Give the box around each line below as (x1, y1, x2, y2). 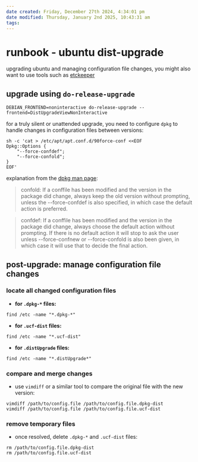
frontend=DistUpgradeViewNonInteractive (6, 110, 108, 116)
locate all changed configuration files (6, 287, 117, 295)
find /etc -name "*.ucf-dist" (6, 333, 81, 340)
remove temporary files (6, 420, 76, 428)
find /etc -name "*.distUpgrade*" (6, 355, 92, 361)
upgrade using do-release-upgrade (6, 89, 135, 99)
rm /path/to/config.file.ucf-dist (6, 450, 92, 456)
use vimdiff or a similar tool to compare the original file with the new (14, 383, 183, 390)
